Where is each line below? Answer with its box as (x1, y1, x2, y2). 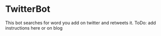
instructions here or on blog (5, 25, 63, 31)
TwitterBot (5, 3, 50, 15)
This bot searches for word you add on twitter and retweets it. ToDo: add (5, 20, 156, 26)
